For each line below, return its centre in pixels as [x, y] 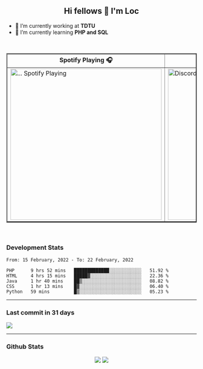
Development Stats [35, 247]
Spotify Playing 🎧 [86, 60]
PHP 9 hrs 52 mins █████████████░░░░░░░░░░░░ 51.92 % [88, 271]
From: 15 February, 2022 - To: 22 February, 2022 [70, 260]
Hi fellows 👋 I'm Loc [101, 11]
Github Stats [25, 347]
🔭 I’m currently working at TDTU [55, 25]
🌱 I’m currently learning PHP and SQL [62, 32]
